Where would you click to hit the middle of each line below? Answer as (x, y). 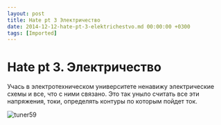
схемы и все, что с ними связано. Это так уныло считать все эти (103, 94)
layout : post (26, 14)
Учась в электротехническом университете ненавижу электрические (111, 87)
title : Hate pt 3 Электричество (54, 20)
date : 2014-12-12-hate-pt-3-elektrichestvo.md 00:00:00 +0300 (99, 26)
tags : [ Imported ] (32, 33)
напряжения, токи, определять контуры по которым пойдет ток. (102, 101)
